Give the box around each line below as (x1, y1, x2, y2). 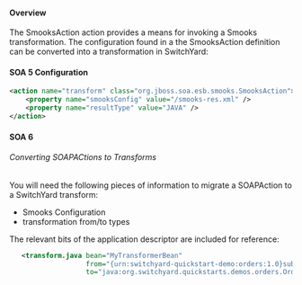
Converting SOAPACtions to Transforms (9, 152, 157, 163)
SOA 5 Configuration (9, 67, 88, 77)
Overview (9, 7, 47, 18)
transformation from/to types (22, 216, 130, 227)
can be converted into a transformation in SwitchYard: (9, 46, 209, 58)
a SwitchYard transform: (9, 189, 99, 200)
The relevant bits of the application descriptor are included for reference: (9, 234, 280, 245)
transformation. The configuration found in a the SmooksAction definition (9, 37, 280, 48)
